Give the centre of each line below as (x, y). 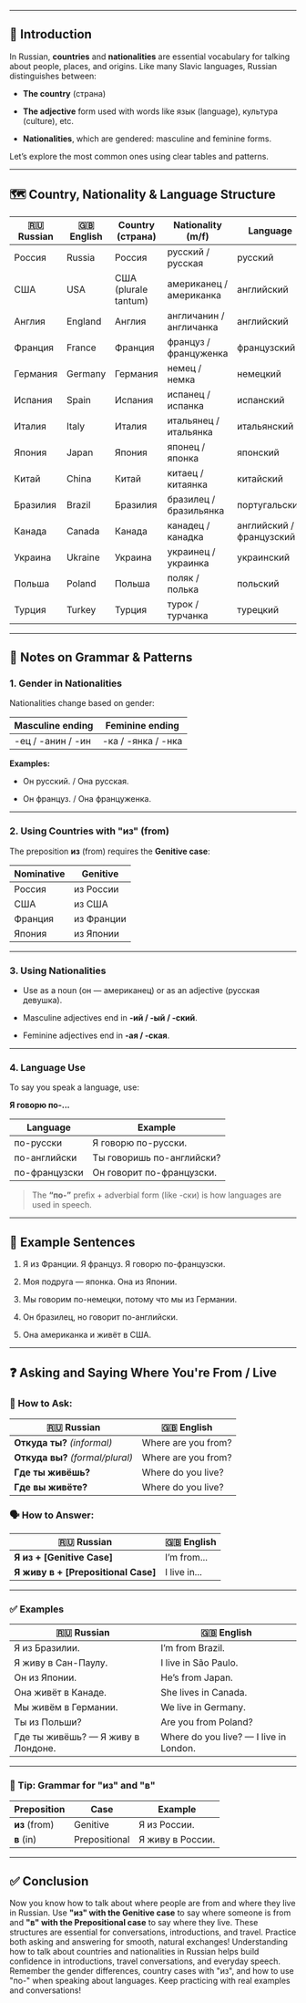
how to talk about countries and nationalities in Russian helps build (134, 1952)
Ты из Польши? (48, 1722)
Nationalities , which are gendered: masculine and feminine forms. (147, 139)
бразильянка (196, 510)
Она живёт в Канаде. (61, 1693)
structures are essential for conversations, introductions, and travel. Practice (153, 1932)
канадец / (189, 525)
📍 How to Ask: (41, 1404)
